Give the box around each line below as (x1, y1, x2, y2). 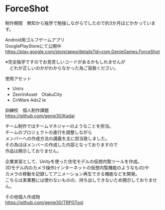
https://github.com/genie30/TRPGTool (5, 199, 83, 205)
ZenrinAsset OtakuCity (12, 91, 62, 97)
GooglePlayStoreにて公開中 (5, 43, 62, 49)
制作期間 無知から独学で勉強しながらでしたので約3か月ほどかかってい (5, 20, 152, 26)
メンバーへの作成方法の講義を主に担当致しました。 (5, 135, 110, 141)
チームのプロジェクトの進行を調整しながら (5, 129, 92, 135)
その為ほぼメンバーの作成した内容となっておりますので (5, 141, 118, 147)
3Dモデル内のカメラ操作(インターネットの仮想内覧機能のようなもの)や (5, 164, 149, 170)
